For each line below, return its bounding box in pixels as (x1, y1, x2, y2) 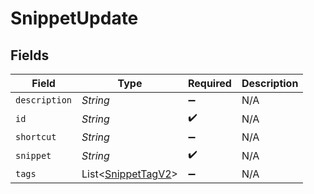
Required (187, 77, 232, 90)
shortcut (15, 132, 57, 142)
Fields (10, 47, 50, 64)
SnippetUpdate (10, 7, 139, 30)
